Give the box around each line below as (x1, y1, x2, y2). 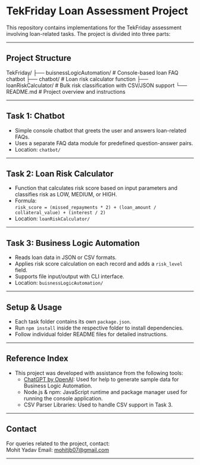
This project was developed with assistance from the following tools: (14, 369, 183, 377)
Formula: (14, 197, 37, 204)
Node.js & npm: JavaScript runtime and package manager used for (23, 388, 187, 395)
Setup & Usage (6, 302, 62, 312)
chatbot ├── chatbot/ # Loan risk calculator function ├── (6, 75, 149, 82)
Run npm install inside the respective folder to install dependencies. (14, 324, 184, 331)
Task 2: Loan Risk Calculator (6, 168, 114, 178)
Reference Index (6, 353, 68, 364)
